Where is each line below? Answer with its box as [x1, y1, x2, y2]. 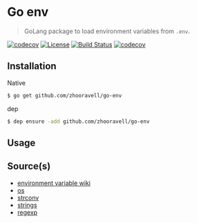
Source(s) [7, 160, 51, 173]
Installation [7, 60, 57, 72]
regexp [17, 208, 38, 216]
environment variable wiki [17, 179, 91, 187]
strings [17, 201, 37, 209]
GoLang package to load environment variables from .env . [24, 27, 190, 35]
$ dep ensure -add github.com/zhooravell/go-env [7, 118, 150, 125]
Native [7, 79, 26, 87]
